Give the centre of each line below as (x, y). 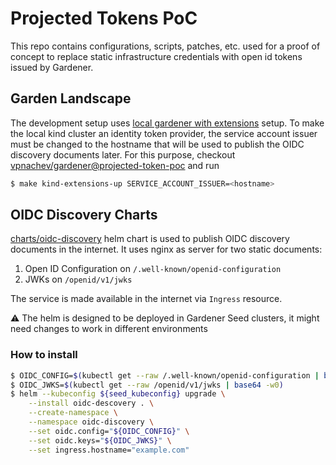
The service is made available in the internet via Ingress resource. (146, 299)
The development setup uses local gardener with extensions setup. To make (167, 123)
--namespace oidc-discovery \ (91, 422)
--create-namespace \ (73, 413)
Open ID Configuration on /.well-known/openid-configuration (153, 269)
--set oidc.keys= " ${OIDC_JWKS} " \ (100, 440)
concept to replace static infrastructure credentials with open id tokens (156, 56)
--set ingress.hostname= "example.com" (109, 450)
